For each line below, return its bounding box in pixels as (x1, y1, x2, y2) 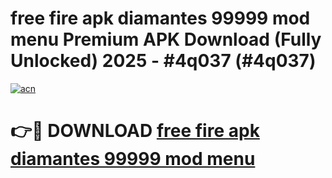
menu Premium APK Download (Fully (10, 28, 322, 51)
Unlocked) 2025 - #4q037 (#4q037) (10, 50, 317, 72)
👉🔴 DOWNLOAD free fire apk (10, 120, 260, 142)
